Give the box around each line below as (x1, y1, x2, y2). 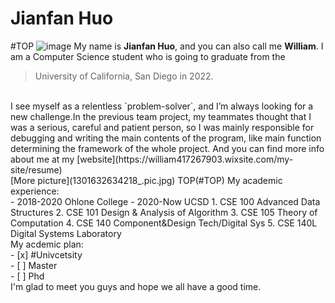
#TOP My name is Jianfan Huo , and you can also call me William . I (10, 40, 324, 52)
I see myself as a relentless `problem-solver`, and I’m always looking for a (10, 100, 314, 112)
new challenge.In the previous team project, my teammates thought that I (10, 110, 312, 122)
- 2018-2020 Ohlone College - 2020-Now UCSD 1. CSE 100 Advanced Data (10, 195, 321, 207)
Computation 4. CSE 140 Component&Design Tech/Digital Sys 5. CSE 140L (10, 217, 318, 229)
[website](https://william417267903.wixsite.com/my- (76, 153, 294, 165)
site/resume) (10, 163, 63, 176)
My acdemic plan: (10, 238, 84, 250)
